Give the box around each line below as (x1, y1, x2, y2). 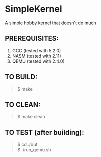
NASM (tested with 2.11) (12, 53, 61, 59)
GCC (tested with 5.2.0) (12, 47, 61, 53)
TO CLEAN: (5, 100, 41, 109)
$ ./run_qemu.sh (17, 147, 51, 153)
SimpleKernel (5, 3, 62, 15)
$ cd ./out (17, 141, 38, 148)
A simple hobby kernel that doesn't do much (5, 20, 96, 26)
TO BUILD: (5, 73, 38, 81)
